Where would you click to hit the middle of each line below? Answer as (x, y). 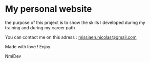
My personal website (49, 9)
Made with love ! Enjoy (28, 46)
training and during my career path (40, 27)
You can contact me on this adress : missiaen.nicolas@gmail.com (71, 37)
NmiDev (13, 56)
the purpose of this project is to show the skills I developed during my (75, 22)
